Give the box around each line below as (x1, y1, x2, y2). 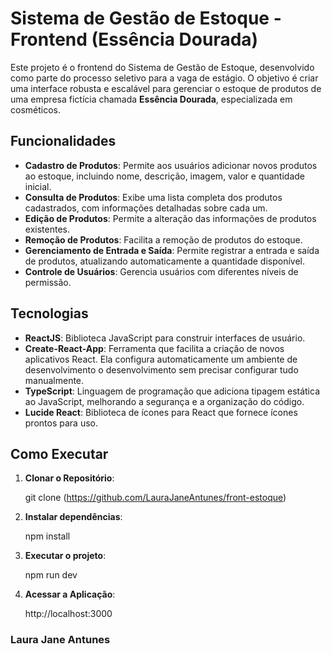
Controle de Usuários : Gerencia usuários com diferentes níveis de (24, 265, 299, 277)
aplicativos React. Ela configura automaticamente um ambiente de (24, 353, 298, 365)
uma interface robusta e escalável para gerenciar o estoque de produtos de (10, 82, 322, 94)
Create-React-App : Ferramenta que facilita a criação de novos (24, 342, 285, 354)
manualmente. (24, 374, 85, 386)
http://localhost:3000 (24, 608, 113, 620)
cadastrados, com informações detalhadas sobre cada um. (24, 202, 268, 214)
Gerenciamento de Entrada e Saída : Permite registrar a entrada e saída (24, 244, 320, 256)
